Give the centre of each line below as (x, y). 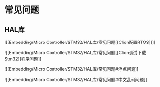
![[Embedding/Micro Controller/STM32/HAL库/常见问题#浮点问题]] (72, 69)
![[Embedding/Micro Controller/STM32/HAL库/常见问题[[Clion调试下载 (75, 53)
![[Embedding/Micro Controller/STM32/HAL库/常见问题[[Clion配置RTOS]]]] (80, 42)
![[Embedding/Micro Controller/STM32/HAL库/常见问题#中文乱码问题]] (76, 79)
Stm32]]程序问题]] (23, 59)
